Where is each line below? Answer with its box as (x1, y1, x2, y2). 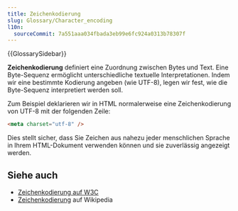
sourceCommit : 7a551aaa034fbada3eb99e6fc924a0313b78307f (13, 30, 186, 38)
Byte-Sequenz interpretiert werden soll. (7, 86, 123, 94)
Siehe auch (7, 169, 58, 181)
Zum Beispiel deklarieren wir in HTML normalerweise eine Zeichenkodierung (7, 100, 232, 108)
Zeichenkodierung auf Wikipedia (17, 195, 114, 204)
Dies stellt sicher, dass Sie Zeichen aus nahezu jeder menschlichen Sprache (7, 134, 230, 142)
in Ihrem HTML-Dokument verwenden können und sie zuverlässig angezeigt (7, 141, 230, 149)
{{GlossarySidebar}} (7, 50, 67, 58)
